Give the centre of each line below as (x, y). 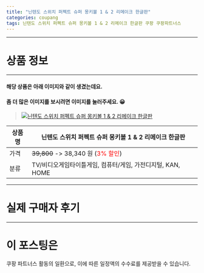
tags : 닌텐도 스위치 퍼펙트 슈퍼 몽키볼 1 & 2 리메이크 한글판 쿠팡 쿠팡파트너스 (94, 23)
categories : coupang (32, 18)
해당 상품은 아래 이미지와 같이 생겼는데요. (55, 86)
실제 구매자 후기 (43, 208)
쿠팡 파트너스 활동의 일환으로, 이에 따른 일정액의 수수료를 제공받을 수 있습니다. (99, 263)
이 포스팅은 (32, 246)
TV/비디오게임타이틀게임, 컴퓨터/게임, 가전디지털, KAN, (106, 165)
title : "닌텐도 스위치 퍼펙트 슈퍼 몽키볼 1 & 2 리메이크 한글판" (79, 12)
